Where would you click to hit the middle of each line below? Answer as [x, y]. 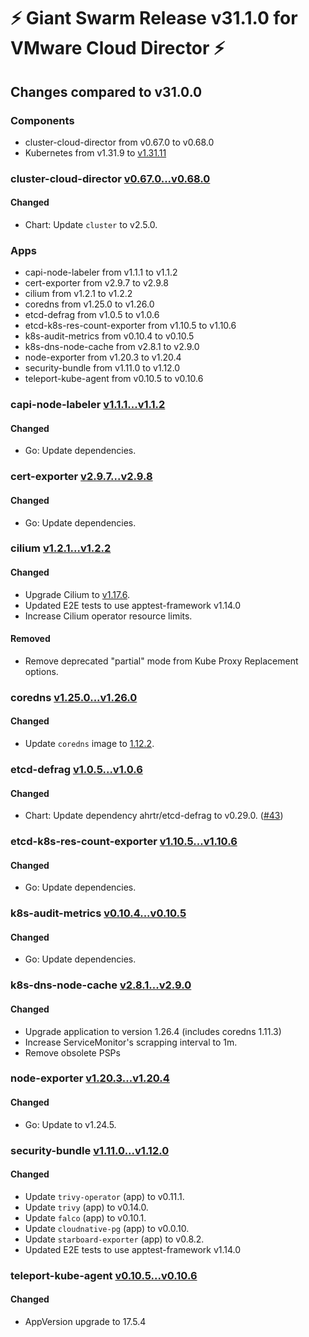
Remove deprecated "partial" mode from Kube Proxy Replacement [161, 661]
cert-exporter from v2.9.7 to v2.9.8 [96, 283]
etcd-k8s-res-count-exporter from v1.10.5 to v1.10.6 [130, 326]
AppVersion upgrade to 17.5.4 [85, 1321]
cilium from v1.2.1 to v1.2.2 [78, 294]
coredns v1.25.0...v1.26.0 [74, 697]
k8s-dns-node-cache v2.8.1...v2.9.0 [101, 985]
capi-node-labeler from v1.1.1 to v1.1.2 [101, 272]
